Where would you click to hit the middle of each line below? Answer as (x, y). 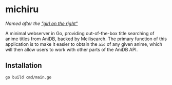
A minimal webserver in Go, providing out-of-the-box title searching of (80, 33)
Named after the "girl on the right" (42, 23)
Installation (24, 65)
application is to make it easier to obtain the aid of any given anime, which (84, 44)
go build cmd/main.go (28, 77)
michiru (22, 9)
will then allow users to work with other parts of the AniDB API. (72, 49)
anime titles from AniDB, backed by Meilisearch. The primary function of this (86, 39)
